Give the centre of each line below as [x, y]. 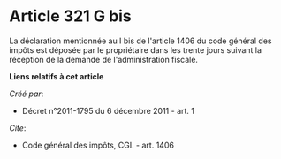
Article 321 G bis [71, 16]
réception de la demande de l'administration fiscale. [104, 59]
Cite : [18, 128]
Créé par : [27, 94]
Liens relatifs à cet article [57, 76]
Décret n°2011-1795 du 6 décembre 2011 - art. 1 [108, 110]
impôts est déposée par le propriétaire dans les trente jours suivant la [136, 49]
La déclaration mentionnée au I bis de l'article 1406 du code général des [140, 41]
